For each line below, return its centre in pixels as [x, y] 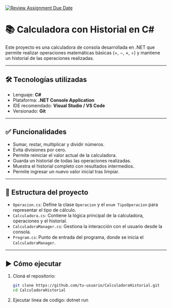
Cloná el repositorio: [34, 276]
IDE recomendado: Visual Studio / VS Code [59, 106]
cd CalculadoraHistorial [39, 290]
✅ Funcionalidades [36, 132]
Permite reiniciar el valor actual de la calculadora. [65, 155]
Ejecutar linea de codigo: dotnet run [50, 300]
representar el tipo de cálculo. [44, 210]
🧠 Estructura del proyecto [47, 192]
